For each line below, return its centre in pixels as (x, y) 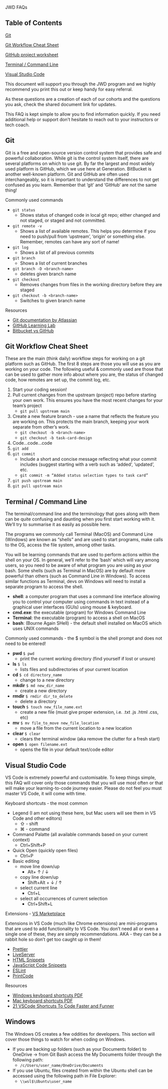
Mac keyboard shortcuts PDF (43, 1001)
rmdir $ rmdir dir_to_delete (42, 696)
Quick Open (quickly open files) (45, 851)
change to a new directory (47, 680)
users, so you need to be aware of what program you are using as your (78, 565)
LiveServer (24, 955)
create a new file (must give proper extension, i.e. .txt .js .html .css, (89, 712)
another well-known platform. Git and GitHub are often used (67, 174)
